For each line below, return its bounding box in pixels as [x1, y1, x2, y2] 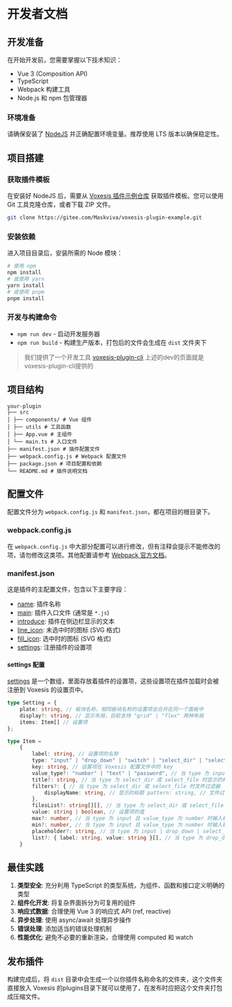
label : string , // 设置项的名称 [32, 751, 119, 758]
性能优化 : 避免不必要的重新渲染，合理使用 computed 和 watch [17, 933, 193, 942]
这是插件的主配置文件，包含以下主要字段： [7, 585, 128, 593]
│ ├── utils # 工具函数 [7, 423, 71, 430]
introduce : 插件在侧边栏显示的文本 [17, 617, 115, 625]
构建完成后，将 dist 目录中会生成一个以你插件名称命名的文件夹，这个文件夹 [7, 975, 223, 983]
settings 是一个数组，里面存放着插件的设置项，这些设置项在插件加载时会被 [7, 677, 220, 686]
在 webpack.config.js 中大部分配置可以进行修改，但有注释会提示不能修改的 [7, 542, 221, 551]
